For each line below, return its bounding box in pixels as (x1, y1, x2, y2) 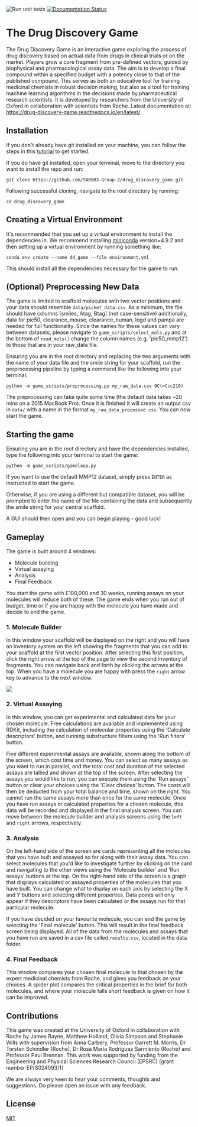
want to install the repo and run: (6, 165, 84, 173)
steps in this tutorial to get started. (6, 148, 90, 155)
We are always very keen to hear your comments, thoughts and (6, 1076, 161, 1083)
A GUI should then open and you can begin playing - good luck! (6, 515, 161, 522)
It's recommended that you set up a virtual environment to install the (6, 230, 173, 238)
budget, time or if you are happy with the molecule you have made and (6, 602, 178, 609)
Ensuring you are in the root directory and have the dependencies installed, (6, 445, 190, 452)
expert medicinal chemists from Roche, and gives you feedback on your (6, 975, 181, 982)
